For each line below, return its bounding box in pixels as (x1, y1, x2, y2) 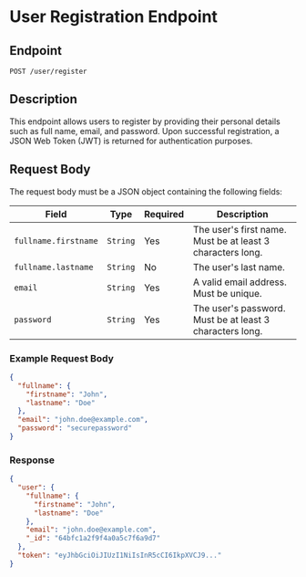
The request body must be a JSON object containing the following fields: (9, 185, 282, 197)
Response (9, 454, 55, 467)
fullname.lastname (14, 262, 94, 272)
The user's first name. (192, 223, 287, 236)
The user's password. (192, 301, 286, 314)
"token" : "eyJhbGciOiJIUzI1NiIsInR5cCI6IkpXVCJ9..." (17, 551, 222, 561)
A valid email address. (192, 276, 287, 288)
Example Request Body (9, 351, 114, 364)
